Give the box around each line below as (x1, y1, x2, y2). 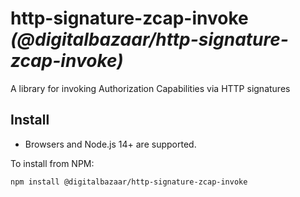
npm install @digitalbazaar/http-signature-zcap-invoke (10, 177, 248, 187)
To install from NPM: (10, 157, 95, 169)
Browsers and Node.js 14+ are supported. (24, 138, 197, 150)
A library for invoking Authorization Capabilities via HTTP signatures (10, 82, 291, 94)
